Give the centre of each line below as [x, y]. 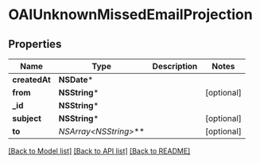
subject [27, 118]
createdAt [32, 80]
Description [175, 66]
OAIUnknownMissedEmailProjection [130, 15]
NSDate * [76, 80]
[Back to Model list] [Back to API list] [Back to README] [99, 151]
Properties [35, 44]
